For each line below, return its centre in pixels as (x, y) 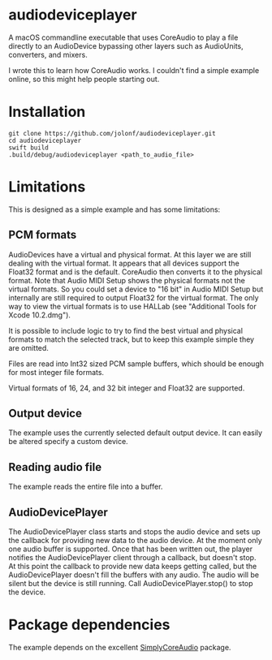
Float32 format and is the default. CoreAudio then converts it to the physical (135, 272)
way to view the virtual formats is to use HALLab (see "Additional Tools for (133, 306)
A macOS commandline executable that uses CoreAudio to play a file (123, 37)
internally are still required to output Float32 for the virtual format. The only (134, 297)
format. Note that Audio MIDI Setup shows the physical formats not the (127, 280)
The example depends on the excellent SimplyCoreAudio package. (120, 647)
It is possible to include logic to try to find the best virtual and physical (126, 330)
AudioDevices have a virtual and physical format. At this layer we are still (130, 254)
